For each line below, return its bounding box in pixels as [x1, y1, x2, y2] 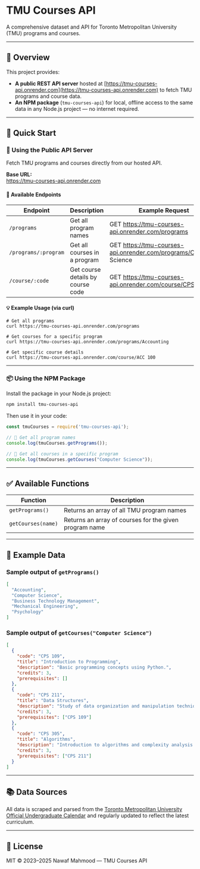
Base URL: [6, 171, 32, 178]
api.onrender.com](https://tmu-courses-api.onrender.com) [14, 86, 159, 93]
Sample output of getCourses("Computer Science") [6, 628, 152, 637]
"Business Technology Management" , [11, 598, 100, 604]
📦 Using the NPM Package [6, 374, 86, 382]
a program [70, 256, 99, 264]
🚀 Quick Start [6, 128, 57, 138]
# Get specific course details [6, 349, 84, 355]
